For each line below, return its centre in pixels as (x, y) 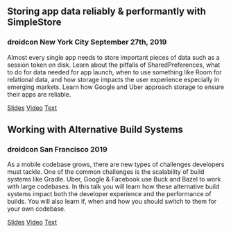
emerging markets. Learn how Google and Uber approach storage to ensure (116, 87)
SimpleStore (34, 23)
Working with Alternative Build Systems (95, 130)
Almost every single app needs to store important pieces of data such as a (113, 57)
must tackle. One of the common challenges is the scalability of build (106, 172)
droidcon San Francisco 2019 (57, 149)
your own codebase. (36, 209)
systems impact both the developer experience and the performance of (109, 194)
